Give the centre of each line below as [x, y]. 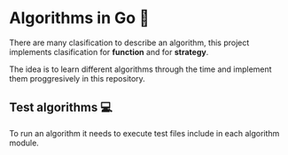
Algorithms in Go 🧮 [79, 18]
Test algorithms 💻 [61, 108]
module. [24, 143]
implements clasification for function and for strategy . [109, 51]
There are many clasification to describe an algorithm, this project [129, 43]
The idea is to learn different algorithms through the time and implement [140, 69]
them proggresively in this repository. [78, 78]
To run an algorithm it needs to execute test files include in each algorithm [144, 133]
